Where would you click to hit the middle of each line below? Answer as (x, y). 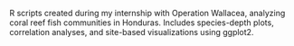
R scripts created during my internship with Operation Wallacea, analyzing (147, 13)
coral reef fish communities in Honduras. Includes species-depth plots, (142, 23)
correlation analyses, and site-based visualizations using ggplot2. (132, 32)
